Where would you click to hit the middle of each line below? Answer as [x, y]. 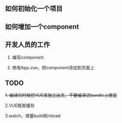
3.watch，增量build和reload [33, 116]
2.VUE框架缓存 [20, 106]
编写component [28, 57]
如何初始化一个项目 [34, 9]
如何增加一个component [42, 26]
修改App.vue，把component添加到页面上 [53, 67]
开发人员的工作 [27, 45]
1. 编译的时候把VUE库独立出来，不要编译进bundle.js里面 [61, 95]
